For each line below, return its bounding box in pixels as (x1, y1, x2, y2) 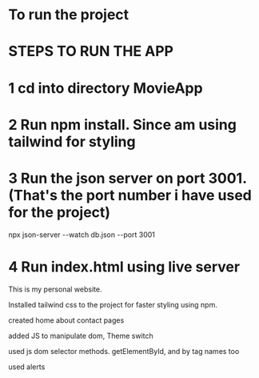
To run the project (8, 6, 129, 24)
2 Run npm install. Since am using (8, 115, 237, 134)
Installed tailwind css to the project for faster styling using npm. (8, 300, 217, 309)
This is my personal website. (8, 284, 102, 294)
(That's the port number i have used (8, 186, 252, 204)
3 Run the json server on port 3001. (8, 169, 247, 187)
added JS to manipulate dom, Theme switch (8, 331, 153, 340)
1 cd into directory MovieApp (8, 78, 203, 97)
